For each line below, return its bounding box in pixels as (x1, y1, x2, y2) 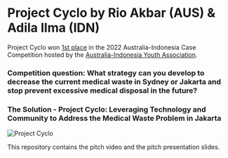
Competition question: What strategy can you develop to (7, 68, 205, 78)
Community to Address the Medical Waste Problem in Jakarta (7, 113, 222, 123)
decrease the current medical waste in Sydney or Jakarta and (7, 77, 222, 86)
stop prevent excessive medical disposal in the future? (7, 86, 198, 96)
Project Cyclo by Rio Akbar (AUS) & (7, 5, 216, 21)
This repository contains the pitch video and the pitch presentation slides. (7, 143, 220, 152)
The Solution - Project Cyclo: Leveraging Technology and (7, 104, 206, 114)
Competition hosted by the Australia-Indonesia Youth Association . (7, 51, 198, 59)
